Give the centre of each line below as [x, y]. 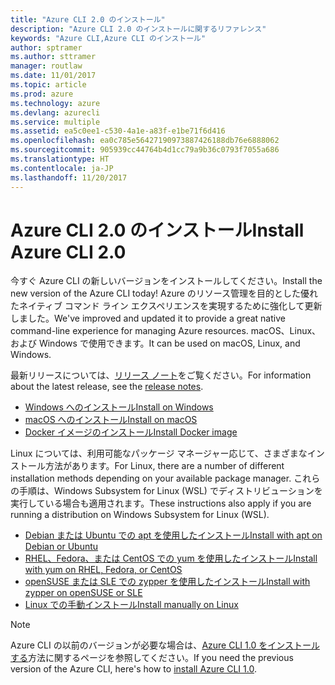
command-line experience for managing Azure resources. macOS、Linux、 [166, 331]
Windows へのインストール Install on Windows [119, 407]
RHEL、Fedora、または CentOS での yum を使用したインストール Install [171, 558]
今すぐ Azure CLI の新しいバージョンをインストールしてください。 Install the [166, 281]
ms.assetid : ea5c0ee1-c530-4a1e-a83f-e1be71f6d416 [118, 131]
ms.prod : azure [42, 94]
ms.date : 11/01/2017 [53, 76]
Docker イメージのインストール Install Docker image [131, 432]
